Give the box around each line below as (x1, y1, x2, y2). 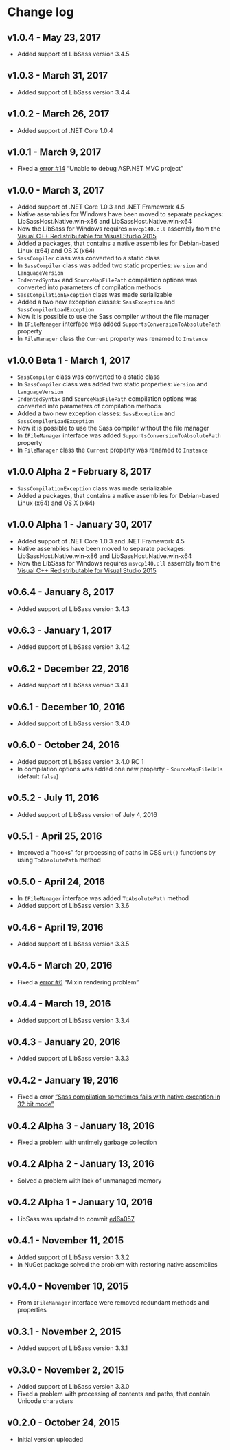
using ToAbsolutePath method (16, 856, 102, 864)
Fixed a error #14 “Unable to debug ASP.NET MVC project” (16, 165, 184, 173)
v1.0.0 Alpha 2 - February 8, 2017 (7, 466, 152, 477)
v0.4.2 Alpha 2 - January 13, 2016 (7, 1158, 154, 1170)
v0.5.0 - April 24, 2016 (7, 876, 105, 887)
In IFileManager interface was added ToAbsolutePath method (16, 894, 189, 902)
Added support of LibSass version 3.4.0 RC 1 (16, 757, 144, 765)
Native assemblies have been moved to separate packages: (16, 544, 187, 552)
